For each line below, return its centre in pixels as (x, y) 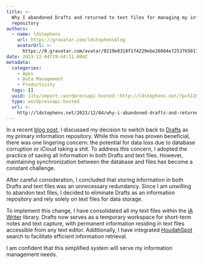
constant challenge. (31, 168)
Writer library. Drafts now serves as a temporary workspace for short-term (99, 217)
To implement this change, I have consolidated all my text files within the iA (100, 211)
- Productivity (36, 85)
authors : (17, 29)
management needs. (32, 254)
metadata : (19, 62)
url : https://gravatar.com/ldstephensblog (71, 40)
